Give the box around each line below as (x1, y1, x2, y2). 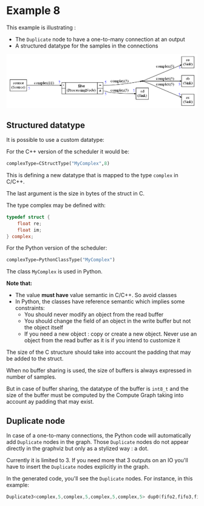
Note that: (6, 279, 32, 287)
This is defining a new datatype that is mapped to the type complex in (6, 171, 178, 178)
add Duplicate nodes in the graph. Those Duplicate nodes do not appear (6, 438, 189, 446)
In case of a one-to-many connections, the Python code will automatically (6, 432, 191, 439)
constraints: (15, 304, 46, 312)
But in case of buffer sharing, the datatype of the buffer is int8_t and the (6, 385, 189, 393)
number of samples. (6, 373, 56, 381)
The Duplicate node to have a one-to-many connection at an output (15, 35, 185, 43)
